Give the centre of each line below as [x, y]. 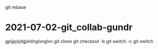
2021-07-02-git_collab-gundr [69, 27]
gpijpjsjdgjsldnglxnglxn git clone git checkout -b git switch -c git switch [79, 41]
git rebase [16, 7]
